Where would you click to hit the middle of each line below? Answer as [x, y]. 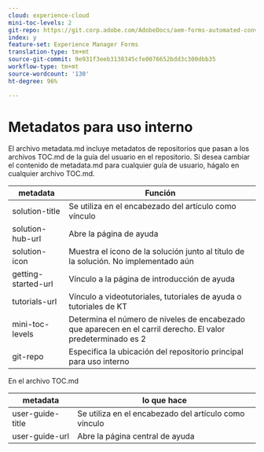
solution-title [36, 211]
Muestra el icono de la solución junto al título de [157, 252]
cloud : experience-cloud [49, 15]
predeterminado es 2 [108, 339]
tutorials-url [35, 302]
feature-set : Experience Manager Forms [73, 45]
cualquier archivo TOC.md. [52, 174]
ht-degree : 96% [33, 81]
